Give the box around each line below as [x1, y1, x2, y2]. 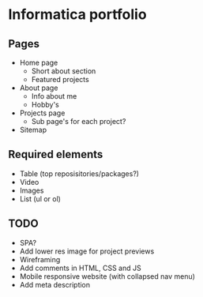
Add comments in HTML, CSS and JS [19, 263, 141, 273]
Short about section [31, 66, 96, 76]
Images [19, 186, 44, 195]
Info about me [31, 92, 77, 100]
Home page [19, 58, 58, 67]
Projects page [19, 108, 66, 118]
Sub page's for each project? [31, 117, 126, 126]
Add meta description [19, 280, 91, 289]
